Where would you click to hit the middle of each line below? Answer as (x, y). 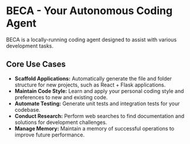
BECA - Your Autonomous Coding (89, 11)
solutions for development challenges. (61, 122)
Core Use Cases (36, 64)
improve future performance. (50, 135)
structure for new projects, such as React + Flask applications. (90, 85)
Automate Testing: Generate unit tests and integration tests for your (97, 103)
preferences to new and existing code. (61, 97)
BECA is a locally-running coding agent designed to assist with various (91, 39)
